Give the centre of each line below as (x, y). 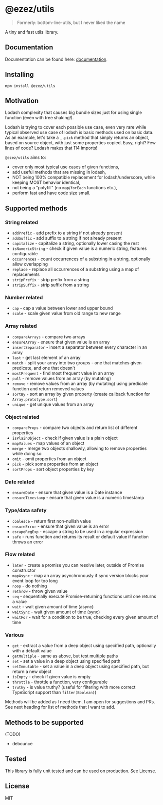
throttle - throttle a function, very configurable (60, 682)
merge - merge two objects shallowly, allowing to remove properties (79, 448)
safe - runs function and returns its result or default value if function (80, 537)
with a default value (32, 651)
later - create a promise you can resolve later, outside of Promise (78, 565)
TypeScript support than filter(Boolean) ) (54, 693)
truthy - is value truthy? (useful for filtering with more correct (74, 687)
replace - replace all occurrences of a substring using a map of (76, 269)
